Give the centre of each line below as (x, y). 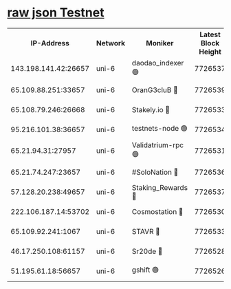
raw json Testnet (56, 13)
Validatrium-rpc (158, 144)
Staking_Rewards (159, 187)
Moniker (160, 43)
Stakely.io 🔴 (151, 109)
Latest (210, 34)
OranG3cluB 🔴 (155, 89)
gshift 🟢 (145, 270)
